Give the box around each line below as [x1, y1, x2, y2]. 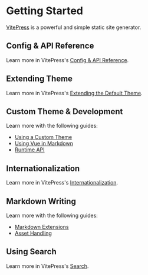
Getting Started [6, 4, 84, 18]
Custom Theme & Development [6, 106, 123, 117]
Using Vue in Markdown [14, 140, 74, 147]
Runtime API [14, 146, 45, 153]
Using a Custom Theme [14, 134, 73, 141]
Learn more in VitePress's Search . [6, 262, 89, 270]
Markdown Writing [6, 196, 77, 206]
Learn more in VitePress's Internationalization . [6, 179, 119, 186]
